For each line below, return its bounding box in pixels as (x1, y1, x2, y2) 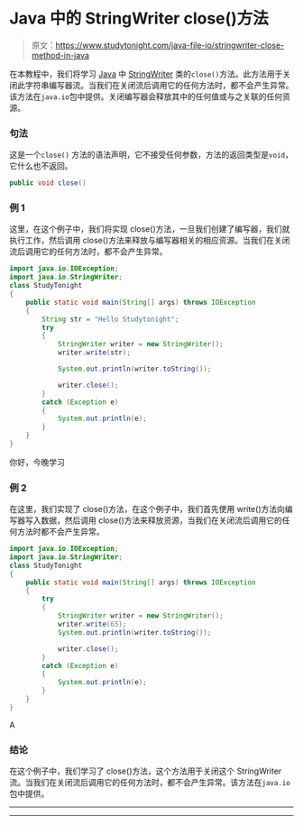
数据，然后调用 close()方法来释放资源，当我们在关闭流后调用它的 (40, 515, 282, 526)
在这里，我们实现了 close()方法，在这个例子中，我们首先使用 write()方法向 (9, 504, 286, 515)
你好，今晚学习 (9, 456, 65, 467)
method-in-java (31, 50, 90, 60)
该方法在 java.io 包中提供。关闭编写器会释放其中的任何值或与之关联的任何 (9, 91, 283, 102)
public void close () (9, 179, 87, 188)
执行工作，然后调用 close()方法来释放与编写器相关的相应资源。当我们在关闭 (9, 235, 290, 246)
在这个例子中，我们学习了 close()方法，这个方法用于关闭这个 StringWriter (9, 765, 282, 776)
